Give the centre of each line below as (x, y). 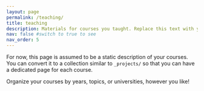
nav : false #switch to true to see (51, 34)
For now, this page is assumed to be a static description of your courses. (97, 57)
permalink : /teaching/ (35, 17)
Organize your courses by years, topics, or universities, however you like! (98, 81)
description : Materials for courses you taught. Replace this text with (100, 29)
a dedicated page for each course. (49, 70)
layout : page (23, 12)
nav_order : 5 (23, 40)
